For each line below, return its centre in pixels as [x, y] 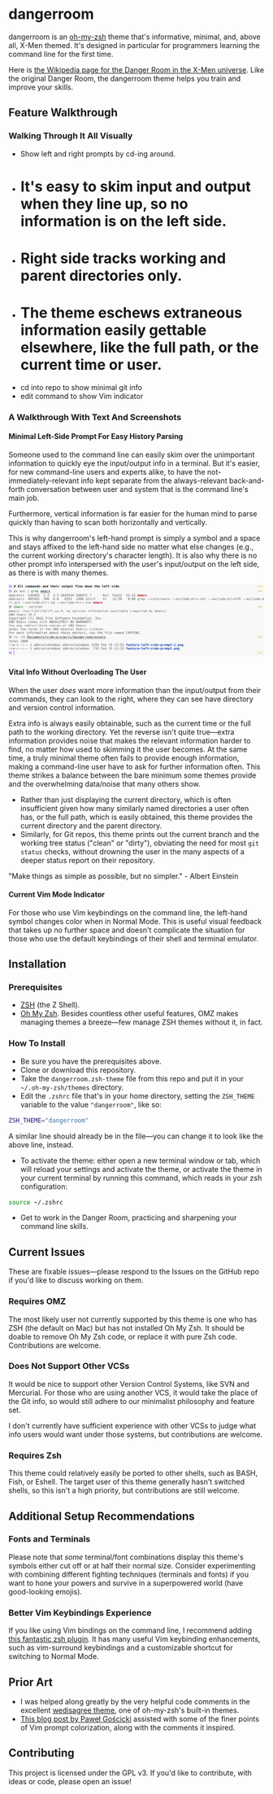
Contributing [41, 1753]
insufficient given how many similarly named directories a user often [134, 808]
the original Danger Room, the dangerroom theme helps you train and [125, 78]
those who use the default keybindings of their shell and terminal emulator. [133, 938]
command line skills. [54, 1226]
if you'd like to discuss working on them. [76, 1280]
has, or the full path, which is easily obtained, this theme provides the [136, 817]
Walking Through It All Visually [71, 136]
